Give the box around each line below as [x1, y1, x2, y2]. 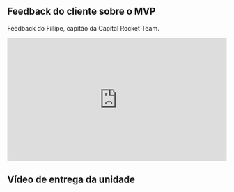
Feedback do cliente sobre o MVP [7, 6, 156, 17]
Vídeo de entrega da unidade [7, 173, 136, 185]
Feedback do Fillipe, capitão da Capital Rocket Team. [7, 24, 159, 32]
